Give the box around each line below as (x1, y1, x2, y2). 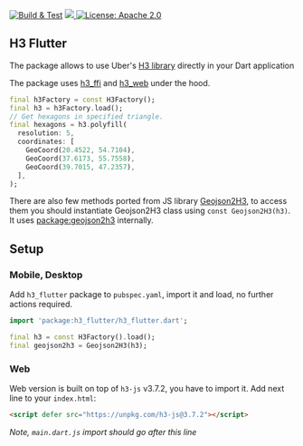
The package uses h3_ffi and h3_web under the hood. (9, 77, 211, 88)
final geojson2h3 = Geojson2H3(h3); (9, 341, 147, 350)
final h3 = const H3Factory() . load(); (9, 333, 156, 342)
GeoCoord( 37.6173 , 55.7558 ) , (25, 154, 136, 163)
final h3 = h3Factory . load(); (9, 103, 124, 112)
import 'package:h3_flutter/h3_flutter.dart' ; (9, 316, 188, 325)
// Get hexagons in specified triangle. (9, 111, 165, 121)
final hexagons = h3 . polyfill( (9, 121, 128, 130)
